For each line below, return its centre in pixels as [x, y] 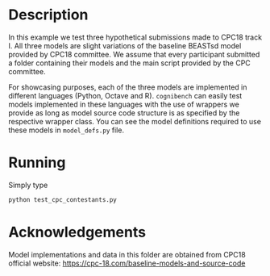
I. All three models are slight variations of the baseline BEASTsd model [125, 45]
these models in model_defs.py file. [66, 130]
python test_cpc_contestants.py [62, 199]
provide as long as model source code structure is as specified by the [124, 113]
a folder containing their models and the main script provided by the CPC [130, 63]
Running [37, 163]
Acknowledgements [77, 232]
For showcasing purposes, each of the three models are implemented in [128, 87]
